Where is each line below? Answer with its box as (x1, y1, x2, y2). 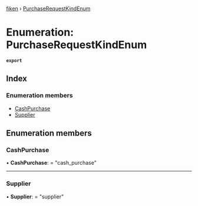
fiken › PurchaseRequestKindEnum (6, 5, 91, 12)
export (6, 57, 22, 64)
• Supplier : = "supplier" (6, 193, 64, 200)
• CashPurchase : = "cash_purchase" (6, 159, 97, 166)
